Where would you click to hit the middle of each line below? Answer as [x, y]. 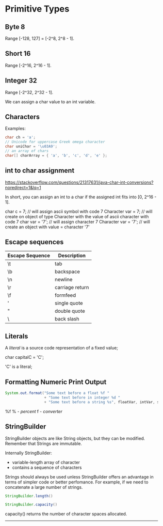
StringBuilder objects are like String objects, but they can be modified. [75, 438]
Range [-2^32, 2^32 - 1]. [29, 92]
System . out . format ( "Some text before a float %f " [57, 393]
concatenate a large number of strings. [44, 487]
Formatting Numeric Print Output [56, 382]
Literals [16, 336]
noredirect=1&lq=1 [23, 187]
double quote [70, 311]
